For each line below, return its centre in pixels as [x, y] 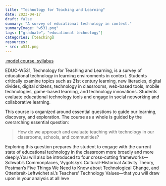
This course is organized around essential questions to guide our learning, [81, 112]
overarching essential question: [37, 122]
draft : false [19, 19]
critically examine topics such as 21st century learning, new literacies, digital [83, 81]
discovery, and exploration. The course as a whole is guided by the [74, 117]
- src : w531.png [22, 47]
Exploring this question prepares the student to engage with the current [78, 146]
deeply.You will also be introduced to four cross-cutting [62, 157]
